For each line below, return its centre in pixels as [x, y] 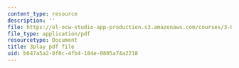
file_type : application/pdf [49, 34]
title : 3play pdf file [41, 47]
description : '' [31, 21]
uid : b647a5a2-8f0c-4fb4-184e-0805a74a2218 [73, 54]
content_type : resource [43, 14]
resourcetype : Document [43, 40]
